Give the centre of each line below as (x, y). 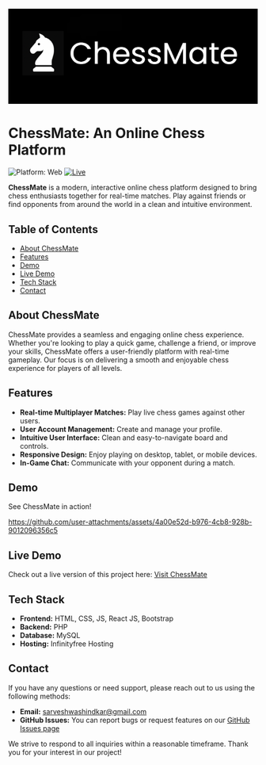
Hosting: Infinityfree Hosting (66, 644)
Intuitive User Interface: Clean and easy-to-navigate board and (123, 438)
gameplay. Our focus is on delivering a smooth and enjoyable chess (119, 360)
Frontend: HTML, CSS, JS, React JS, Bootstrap (97, 618)
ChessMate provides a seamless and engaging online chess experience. (126, 335)
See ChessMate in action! (50, 507)
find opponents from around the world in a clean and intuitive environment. (130, 205)
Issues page (40, 728)
